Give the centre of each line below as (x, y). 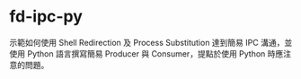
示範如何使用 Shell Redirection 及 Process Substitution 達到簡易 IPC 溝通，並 (151, 42)
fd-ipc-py (46, 17)
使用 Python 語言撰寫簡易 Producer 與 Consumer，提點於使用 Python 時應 (146, 53)
